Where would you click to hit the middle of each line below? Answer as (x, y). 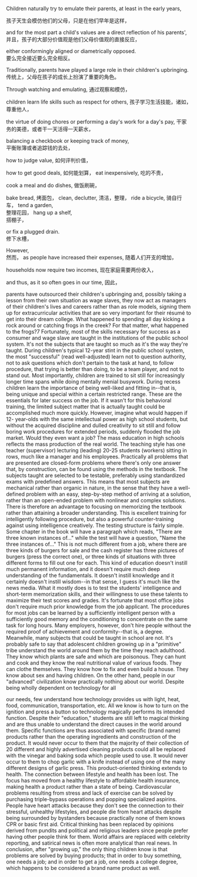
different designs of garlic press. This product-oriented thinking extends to (97, 768)
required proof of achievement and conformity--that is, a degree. (85, 631)
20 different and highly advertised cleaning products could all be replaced (96, 749)
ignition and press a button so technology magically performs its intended (96, 712)
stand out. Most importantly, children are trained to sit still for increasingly (96, 375)
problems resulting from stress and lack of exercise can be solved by (90, 793)
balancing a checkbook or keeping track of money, (68, 141)
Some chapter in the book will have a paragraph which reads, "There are (94, 531)
